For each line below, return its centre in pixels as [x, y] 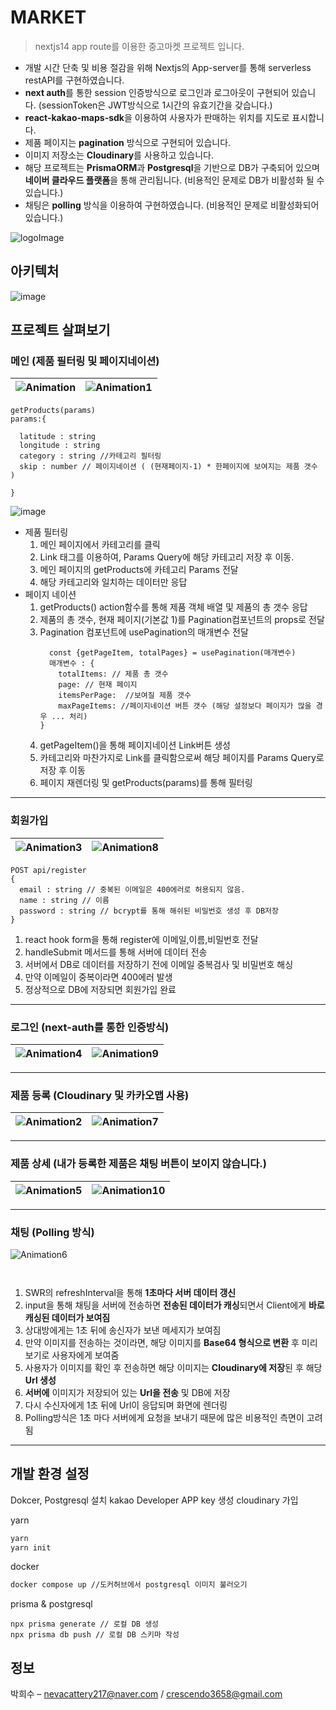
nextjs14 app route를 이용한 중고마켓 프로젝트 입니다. [139, 46]
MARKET [48, 17]
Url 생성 [40, 1380]
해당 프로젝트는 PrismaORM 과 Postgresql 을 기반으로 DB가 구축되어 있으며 [172, 167]
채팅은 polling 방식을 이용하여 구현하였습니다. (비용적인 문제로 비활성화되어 [172, 205]
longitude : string [60, 446]
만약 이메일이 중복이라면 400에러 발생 [98, 977]
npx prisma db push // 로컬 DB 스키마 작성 [95, 1635]
